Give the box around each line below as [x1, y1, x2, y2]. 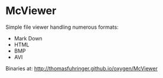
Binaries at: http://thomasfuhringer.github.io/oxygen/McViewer [5, 65, 158, 72]
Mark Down [14, 35, 43, 42]
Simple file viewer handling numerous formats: [5, 23, 119, 30]
